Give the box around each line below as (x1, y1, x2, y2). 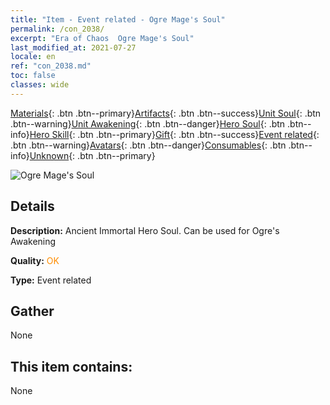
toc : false (10, 71, 56, 81)
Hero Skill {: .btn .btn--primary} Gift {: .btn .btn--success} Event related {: (29, 128, 320, 140)
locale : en (10, 52, 56, 62)
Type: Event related (10, 274, 92, 286)
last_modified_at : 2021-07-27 (10, 42, 137, 53)
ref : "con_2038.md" (10, 61, 92, 71)
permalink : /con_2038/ (10, 24, 105, 34)
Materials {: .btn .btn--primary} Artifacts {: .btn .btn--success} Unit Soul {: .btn (10, 107, 322, 119)
